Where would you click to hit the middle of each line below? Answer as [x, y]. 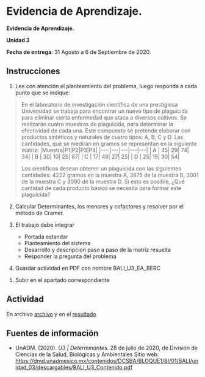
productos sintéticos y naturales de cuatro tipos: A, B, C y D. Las [102, 137]
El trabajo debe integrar [45, 224]
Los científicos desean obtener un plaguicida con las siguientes [101, 168]
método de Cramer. [39, 213]
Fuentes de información [52, 333]
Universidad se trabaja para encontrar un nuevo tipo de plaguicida [104, 111]
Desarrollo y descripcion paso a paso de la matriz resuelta [97, 249]
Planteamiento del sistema [57, 243]
